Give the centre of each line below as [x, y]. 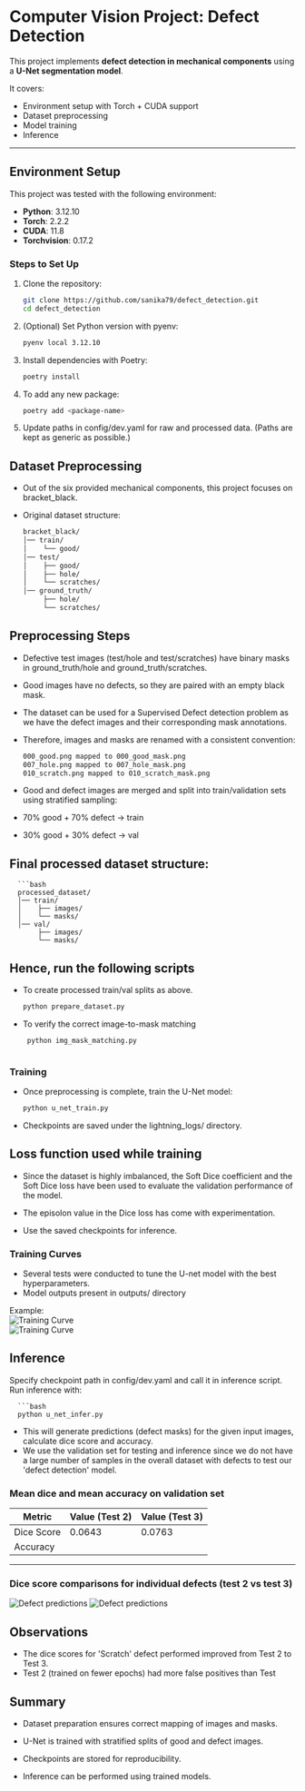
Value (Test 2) [101, 1517]
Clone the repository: [62, 284]
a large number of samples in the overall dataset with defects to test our [157, 1460]
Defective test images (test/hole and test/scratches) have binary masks [156, 658]
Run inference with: [46, 1390]
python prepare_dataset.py [74, 1007]
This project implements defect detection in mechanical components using [152, 61]
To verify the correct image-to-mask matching [109, 1024]
